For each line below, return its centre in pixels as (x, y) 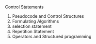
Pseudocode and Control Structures (48, 16)
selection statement (32, 26)
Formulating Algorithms (35, 21)
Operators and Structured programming (52, 36)
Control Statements (24, 7)
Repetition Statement (33, 31)
